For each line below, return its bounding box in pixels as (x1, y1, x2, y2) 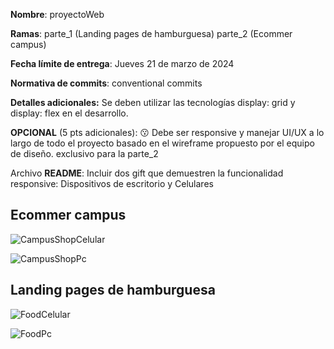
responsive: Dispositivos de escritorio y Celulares (10, 178, 214, 189)
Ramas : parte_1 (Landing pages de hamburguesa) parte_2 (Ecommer (10, 28, 293, 39)
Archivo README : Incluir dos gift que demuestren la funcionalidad (10, 167, 284, 179)
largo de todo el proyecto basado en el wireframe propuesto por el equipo (10, 137, 315, 149)
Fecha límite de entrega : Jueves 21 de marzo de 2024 (10, 58, 235, 69)
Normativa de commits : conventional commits (10, 77, 203, 89)
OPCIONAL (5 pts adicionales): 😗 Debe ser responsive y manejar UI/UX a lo (10, 127, 325, 138)
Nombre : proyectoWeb (10, 9, 105, 20)
